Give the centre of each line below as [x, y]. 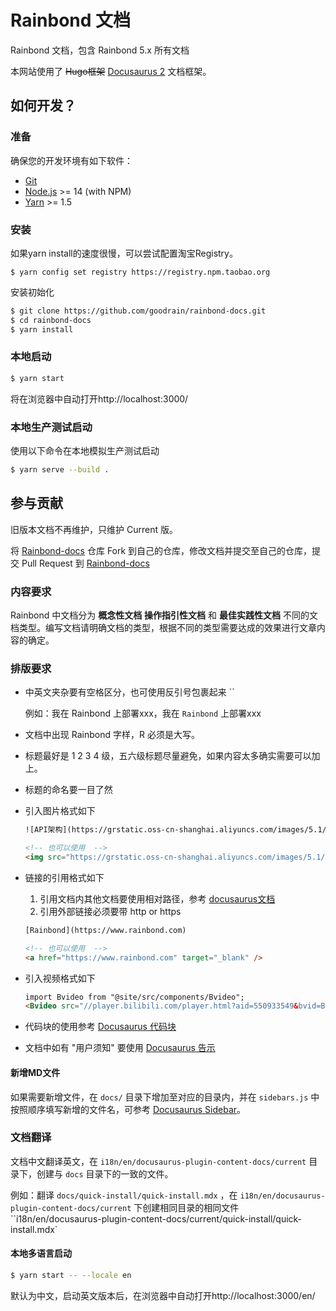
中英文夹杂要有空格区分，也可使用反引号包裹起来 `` [129, 692]
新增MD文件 [35, 1072]
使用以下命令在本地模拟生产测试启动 [85, 451]
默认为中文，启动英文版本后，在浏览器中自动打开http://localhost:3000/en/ [163, 1295]
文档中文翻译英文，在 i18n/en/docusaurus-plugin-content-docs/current [158, 1161]
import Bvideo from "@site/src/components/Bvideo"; [134, 997]
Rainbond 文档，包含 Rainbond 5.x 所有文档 [100, 50]
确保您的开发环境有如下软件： [71, 160]
